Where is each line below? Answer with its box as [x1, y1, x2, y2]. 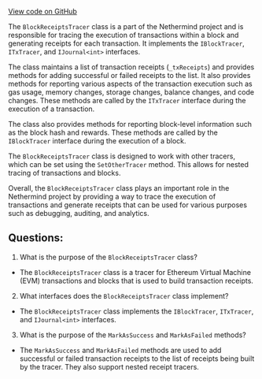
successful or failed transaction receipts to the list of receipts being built [19, 354, 255, 363]
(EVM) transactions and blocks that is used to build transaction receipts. [19, 276, 254, 285]
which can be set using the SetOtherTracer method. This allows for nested [8, 160, 249, 169]
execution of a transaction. [8, 104, 95, 113]
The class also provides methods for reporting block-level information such [8, 120, 252, 128]
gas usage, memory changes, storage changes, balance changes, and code [8, 87, 254, 97]
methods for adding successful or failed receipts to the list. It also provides [8, 71, 251, 80]
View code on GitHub [8, 7, 77, 16]
